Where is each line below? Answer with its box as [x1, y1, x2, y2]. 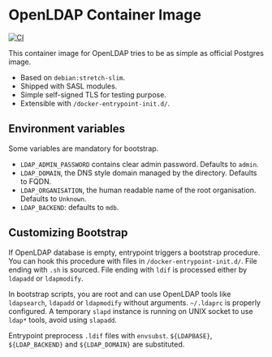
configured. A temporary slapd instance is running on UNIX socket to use [8, 306, 253, 316]
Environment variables [8, 122, 126, 135]
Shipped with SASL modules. [19, 81, 118, 91]
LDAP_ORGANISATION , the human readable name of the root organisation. [19, 185, 257, 195]
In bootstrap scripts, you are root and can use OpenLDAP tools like [8, 289, 231, 299]
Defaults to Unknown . [19, 193, 87, 204]
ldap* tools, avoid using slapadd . [8, 315, 118, 325]
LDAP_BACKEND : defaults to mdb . [19, 202, 119, 212]
